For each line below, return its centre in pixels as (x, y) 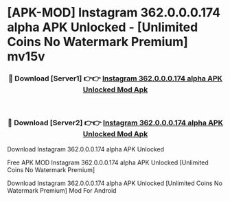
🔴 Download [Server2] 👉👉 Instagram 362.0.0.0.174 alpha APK (115, 123)
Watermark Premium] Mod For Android (62, 190)
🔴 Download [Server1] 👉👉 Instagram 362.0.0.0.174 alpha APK (115, 78)
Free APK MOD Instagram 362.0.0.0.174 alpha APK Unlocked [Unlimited (108, 162)
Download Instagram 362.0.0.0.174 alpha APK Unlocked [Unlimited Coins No (115, 183)
